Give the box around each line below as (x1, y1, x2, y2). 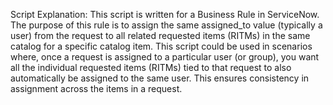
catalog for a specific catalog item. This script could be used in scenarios (10, 40, 313, 52)
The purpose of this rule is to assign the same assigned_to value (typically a (10, 19, 323, 31)
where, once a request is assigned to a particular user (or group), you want (10, 51, 320, 63)
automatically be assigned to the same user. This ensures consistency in (10, 72, 310, 84)
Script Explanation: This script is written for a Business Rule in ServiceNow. (10, 9, 320, 20)
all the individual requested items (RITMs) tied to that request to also (10, 62, 292, 73)
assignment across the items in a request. (10, 83, 183, 94)
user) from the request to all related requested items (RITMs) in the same (10, 30, 311, 41)
